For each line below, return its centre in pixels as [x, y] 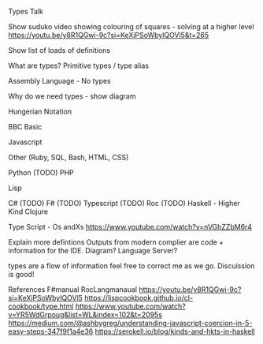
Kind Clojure [28, 211]
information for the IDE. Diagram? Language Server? [93, 251]
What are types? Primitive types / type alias [79, 65]
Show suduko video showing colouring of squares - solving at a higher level [131, 26]
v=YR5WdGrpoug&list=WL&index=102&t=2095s [85, 314]
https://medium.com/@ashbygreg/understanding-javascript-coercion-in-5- [130, 323]
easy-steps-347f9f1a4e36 [51, 331]
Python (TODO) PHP [41, 172]
